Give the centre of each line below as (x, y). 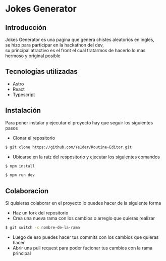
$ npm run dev (20, 175)
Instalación (23, 111)
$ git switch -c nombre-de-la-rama (43, 228)
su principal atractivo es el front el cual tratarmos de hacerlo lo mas (75, 50)
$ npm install (20, 166)
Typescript (24, 95)
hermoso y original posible (33, 56)
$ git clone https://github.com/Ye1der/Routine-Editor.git (69, 147)
